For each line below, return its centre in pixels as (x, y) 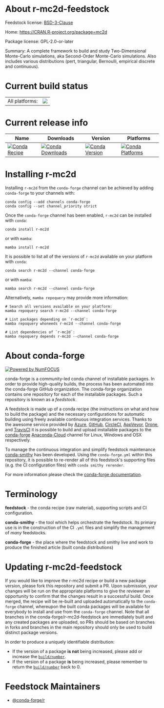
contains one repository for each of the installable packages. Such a (74, 394)
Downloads (61, 138)
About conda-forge (45, 355)
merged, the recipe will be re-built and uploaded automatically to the (74, 601)
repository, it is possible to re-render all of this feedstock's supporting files (80, 460)
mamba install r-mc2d (27, 247)
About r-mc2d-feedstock (57, 9)
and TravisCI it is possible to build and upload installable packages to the (78, 429)
